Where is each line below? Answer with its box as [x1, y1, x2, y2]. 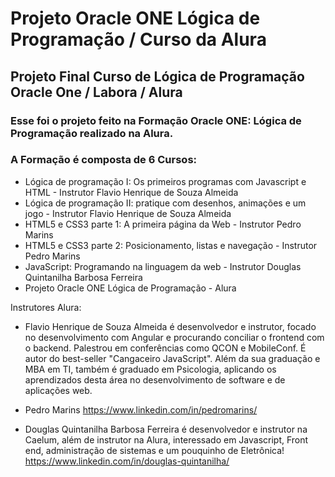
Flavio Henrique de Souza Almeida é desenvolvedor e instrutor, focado [24, 320, 317, 332]
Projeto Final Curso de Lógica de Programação [10, 68, 305, 85]
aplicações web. [24, 384, 93, 396]
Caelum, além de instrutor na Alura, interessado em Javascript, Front [24, 433, 309, 446]
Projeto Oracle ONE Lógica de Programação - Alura [24, 282, 237, 294]
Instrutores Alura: [10, 301, 82, 313]
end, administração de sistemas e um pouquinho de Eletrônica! [24, 444, 285, 456]
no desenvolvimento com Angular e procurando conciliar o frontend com [24, 331, 325, 343]
